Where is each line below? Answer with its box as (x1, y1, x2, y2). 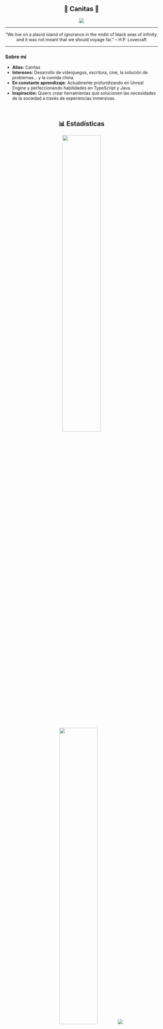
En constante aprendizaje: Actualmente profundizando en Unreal (12, 80, 144, 86)
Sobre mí (5, 53, 27, 60)
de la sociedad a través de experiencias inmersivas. (12, 95, 116, 101)
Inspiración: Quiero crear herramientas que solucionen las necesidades (12, 90, 156, 96)
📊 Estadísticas (58, 120, 105, 128)
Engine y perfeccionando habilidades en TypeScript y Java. (12, 85, 131, 91)
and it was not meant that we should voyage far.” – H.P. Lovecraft (16, 36, 147, 42)
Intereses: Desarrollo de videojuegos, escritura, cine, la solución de (12, 70, 148, 75)
